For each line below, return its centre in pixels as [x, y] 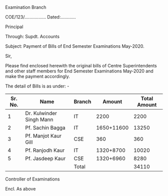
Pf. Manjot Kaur [43, 136]
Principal [14, 27]
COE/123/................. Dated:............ [40, 17]
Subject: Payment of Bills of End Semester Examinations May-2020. [75, 46]
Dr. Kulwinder [41, 113]
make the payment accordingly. [37, 76]
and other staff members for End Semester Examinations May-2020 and [79, 71]
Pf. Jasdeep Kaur [45, 159]
